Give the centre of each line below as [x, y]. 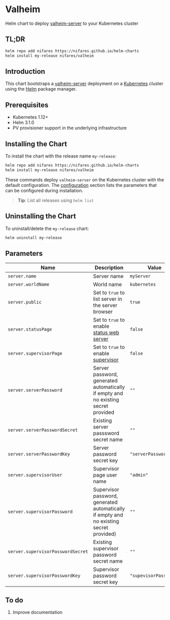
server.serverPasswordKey [39, 454]
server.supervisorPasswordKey [44, 576]
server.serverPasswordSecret [43, 430]
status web [106, 333]
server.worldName [29, 284]
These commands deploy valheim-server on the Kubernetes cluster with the [85, 180]
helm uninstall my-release [34, 238]
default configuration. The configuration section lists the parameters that [81, 185]
